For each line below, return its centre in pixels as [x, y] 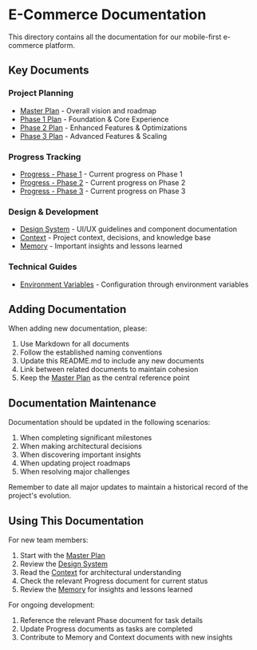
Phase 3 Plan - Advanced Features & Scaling [93, 136]
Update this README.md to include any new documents [112, 361]
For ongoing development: [52, 604]
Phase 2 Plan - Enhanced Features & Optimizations [103, 127]
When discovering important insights [80, 455]
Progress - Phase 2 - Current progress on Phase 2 [103, 182]
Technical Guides [43, 267]
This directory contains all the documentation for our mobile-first [115, 37]
